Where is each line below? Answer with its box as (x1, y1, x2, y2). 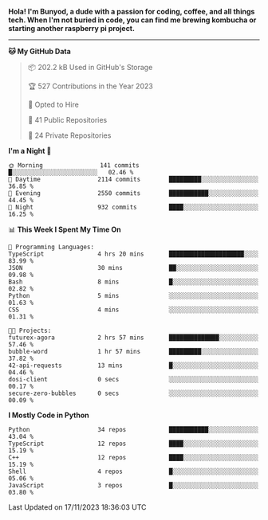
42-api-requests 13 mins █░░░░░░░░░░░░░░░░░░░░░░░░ (8, 362, 259, 369)
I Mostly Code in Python (8, 410, 89, 420)
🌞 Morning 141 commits (8, 162, 140, 170)
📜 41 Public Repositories (27, 115, 108, 124)
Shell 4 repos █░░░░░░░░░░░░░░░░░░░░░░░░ (8, 467, 259, 475)
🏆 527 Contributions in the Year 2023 (27, 81, 153, 91)
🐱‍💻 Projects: (8, 326, 52, 334)
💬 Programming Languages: (8, 243, 94, 251)
